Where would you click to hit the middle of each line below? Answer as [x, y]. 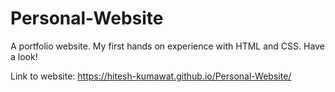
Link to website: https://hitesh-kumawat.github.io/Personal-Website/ [151, 76]
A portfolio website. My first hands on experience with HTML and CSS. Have [167, 46]
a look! [24, 56]
